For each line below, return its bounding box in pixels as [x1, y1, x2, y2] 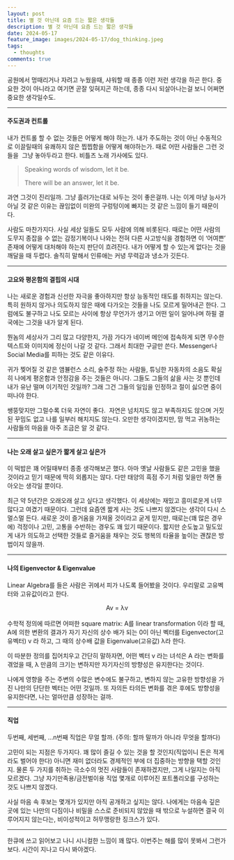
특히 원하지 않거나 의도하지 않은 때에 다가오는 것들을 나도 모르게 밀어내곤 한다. [7, 301, 219, 309]
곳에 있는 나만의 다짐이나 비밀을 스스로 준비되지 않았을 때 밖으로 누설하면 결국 [7, 806, 217, 815]
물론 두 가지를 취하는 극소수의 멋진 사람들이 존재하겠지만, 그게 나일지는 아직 [16, 765, 221, 774]
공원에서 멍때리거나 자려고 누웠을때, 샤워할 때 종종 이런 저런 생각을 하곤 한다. [7, 75, 215, 84]
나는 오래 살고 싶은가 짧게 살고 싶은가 [7, 447, 106, 455]
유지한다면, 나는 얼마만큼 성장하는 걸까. [7, 692, 114, 701]
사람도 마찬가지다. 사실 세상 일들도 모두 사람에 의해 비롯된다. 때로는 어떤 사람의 [7, 225, 221, 234]
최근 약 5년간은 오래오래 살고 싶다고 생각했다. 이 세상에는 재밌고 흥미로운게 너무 [7, 497, 223, 505]
